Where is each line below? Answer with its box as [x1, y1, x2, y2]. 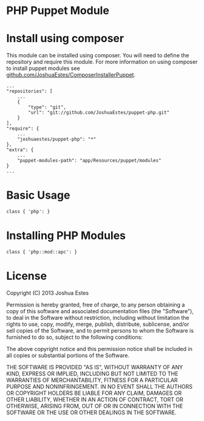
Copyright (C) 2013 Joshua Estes [6, 289, 89, 296]
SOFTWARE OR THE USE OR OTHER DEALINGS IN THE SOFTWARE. [6, 409, 177, 416]
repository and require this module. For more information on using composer [6, 58, 198, 66]
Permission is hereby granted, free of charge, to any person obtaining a [6, 301, 185, 308]
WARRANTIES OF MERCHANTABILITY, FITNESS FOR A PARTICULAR [6, 376, 178, 384]
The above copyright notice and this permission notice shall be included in [6, 345, 192, 352]
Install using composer [6, 32, 124, 46]
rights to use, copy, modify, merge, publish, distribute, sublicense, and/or [6, 320, 189, 328]
